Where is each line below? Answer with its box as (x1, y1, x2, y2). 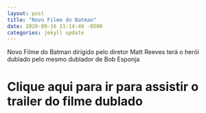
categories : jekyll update (7, 29, 84, 36)
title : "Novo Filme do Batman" (7, 16, 97, 23)
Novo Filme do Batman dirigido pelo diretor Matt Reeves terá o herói (7, 48, 199, 56)
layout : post (7, 10, 45, 17)
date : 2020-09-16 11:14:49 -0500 (7, 23, 103, 29)
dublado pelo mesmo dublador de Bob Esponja (7, 55, 140, 64)
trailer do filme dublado (7, 94, 143, 110)
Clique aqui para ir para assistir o (7, 79, 199, 95)
